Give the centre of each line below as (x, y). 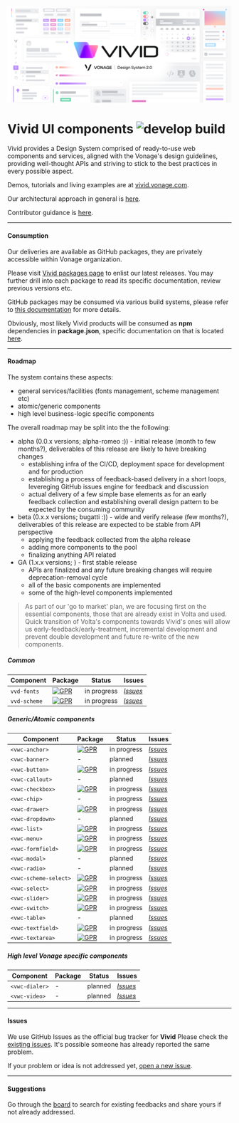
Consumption (28, 236)
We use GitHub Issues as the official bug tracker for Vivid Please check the (118, 1037)
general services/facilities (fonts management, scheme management (118, 391)
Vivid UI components (70, 129)
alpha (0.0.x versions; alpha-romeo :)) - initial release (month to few (117, 441)
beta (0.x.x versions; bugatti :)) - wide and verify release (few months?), (123, 517)
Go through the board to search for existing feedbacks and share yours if (115, 1104)
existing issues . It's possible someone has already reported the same (109, 1044)
